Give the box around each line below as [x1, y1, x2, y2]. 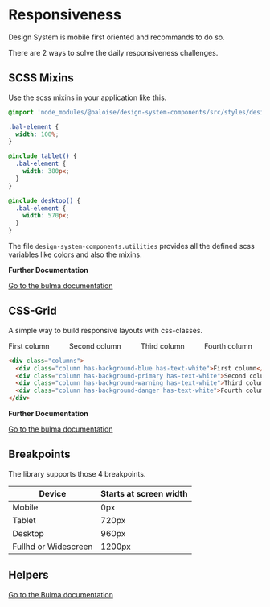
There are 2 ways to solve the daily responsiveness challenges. [8, 47, 219, 57]
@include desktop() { [8, 196, 81, 204]
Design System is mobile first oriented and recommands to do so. [8, 32, 225, 42]
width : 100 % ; [15, 130, 59, 138]
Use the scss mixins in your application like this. [8, 93, 167, 102]
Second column [69, 341, 121, 351]
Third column [140, 341, 185, 351]
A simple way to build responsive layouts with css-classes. [8, 325, 203, 335]
